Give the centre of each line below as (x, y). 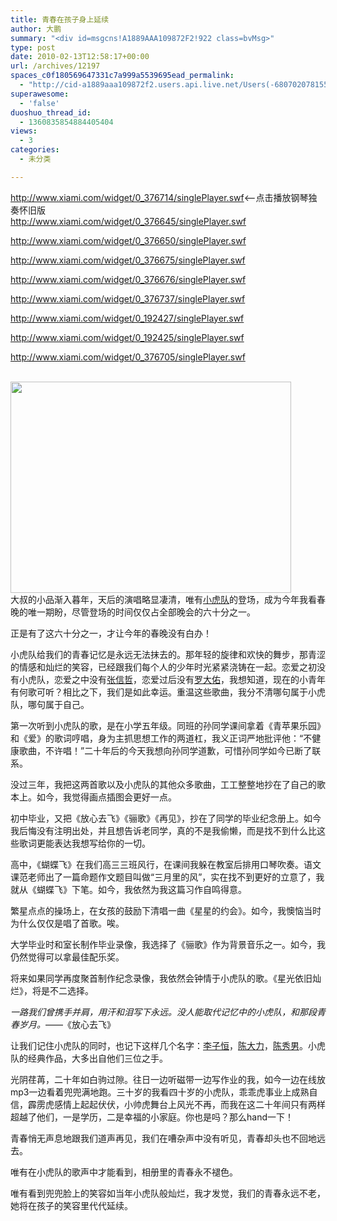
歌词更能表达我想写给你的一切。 (84, 843)
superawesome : (40, 94)
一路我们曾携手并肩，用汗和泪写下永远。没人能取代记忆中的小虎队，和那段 (163, 1012)
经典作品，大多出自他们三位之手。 (97, 1058)
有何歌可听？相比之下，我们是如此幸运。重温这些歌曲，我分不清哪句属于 (159, 692)
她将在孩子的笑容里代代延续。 (71, 1205)
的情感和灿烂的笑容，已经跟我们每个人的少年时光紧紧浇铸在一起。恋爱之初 (163, 667)
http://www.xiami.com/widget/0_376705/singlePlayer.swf (128, 357)
